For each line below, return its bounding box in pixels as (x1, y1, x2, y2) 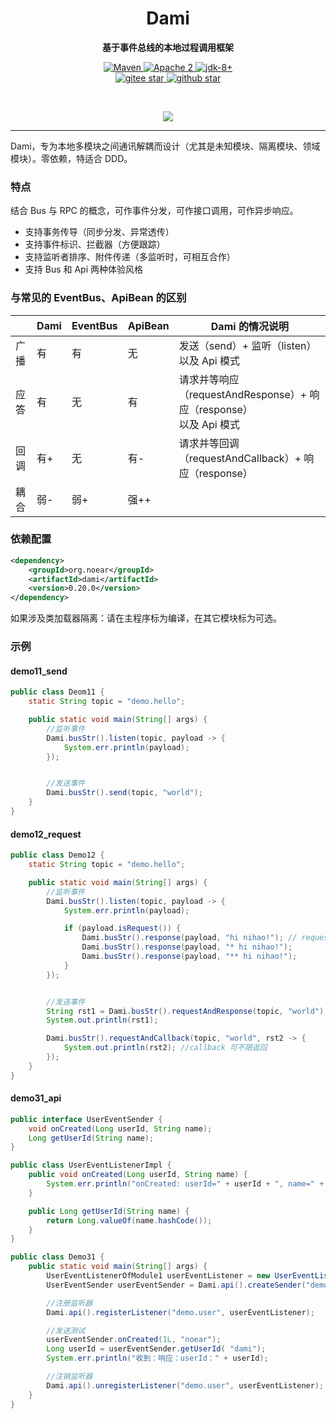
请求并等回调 (178, 436, 240, 450)
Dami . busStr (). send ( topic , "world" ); (46, 788, 203, 798)
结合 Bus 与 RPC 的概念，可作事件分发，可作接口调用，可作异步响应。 (10, 205, 299, 217)
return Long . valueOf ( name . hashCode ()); (46, 1215, 213, 1226)
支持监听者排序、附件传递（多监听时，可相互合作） (24, 251, 236, 263)
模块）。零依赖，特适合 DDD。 (10, 152, 133, 164)
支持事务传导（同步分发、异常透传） (24, 226, 175, 238)
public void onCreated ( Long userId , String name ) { (28, 1170, 248, 1180)
